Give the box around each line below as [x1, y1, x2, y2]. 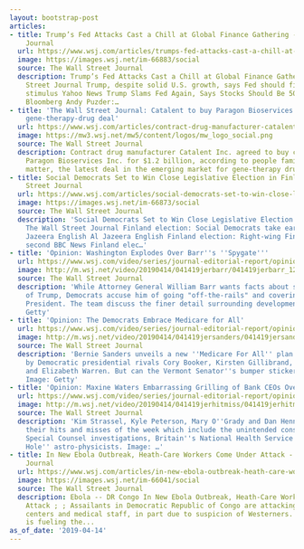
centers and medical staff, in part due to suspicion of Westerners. [25, 509, 294, 518]
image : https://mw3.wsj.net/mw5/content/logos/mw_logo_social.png [17, 131, 273, 140]
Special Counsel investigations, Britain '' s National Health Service [25, 433, 294, 443]
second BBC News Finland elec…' [25, 241, 147, 250]
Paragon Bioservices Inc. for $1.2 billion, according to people [25, 156, 278, 166]
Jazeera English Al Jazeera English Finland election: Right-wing [25, 232, 281, 241]
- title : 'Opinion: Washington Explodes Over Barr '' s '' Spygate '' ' [9, 249, 270, 258]
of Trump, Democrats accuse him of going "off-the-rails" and [25, 290, 265, 299]
